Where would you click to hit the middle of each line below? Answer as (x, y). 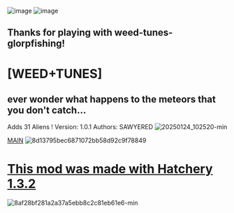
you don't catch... (47, 110)
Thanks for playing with (60, 32)
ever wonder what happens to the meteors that (112, 99)
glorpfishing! (36, 44)
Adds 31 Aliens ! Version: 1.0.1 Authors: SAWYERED (80, 127)
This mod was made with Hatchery (110, 169)
